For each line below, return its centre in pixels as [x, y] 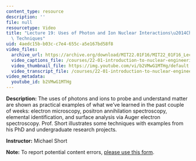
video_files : [22, 50]
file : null [19, 22]
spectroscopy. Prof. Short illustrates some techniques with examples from [95, 123]
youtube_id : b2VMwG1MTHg [41, 82]
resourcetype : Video [31, 28]
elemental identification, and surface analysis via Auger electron [83, 117]
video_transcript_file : [40, 71]
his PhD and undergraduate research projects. [62, 129]
